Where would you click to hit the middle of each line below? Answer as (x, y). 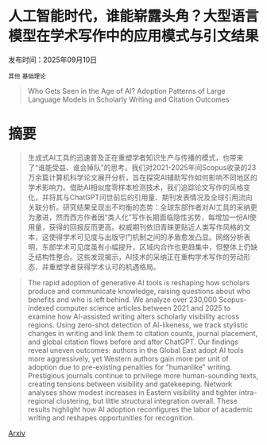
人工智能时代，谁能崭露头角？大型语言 (134, 16)
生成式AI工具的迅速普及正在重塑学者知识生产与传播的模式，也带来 (135, 157)
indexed (41, 308)
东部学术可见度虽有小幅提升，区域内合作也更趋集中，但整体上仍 (146, 246)
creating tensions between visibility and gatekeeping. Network (130, 384)
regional (41, 400)
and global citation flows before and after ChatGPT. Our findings (133, 342)
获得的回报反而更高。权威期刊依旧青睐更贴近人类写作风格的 (146, 226)
